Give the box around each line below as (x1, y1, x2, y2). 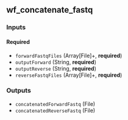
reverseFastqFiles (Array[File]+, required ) (15, 71, 123, 79)
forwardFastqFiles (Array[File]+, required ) (15, 52, 123, 59)
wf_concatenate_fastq (6, 5, 93, 15)
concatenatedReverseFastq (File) (15, 107, 96, 114)
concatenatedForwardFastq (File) (15, 100, 96, 107)
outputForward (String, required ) (15, 58, 96, 66)
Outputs (6, 86, 32, 95)
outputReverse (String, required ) (15, 65, 96, 72)
